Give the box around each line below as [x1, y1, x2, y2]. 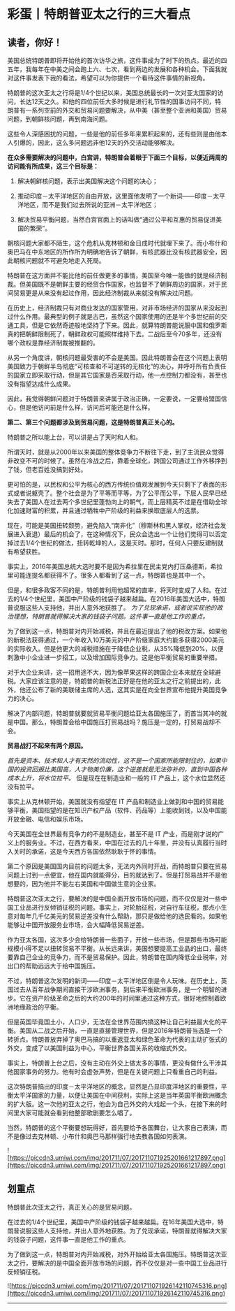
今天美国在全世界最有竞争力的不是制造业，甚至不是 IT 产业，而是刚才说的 [7, 830, 218, 838]
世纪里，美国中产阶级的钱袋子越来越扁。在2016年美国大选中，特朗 [33, 595, 225, 603]
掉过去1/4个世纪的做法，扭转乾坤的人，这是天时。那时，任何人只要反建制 [7, 539, 218, 547]
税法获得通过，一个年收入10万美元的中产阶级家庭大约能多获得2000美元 [19, 636, 225, 644]
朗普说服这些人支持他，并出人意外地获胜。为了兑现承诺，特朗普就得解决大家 [7, 1226, 227, 1235]
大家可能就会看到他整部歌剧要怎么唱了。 [19, 1109, 136, 1117]
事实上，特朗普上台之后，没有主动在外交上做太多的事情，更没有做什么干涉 [7, 1059, 221, 1067]
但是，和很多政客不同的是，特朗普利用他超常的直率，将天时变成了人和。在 [7, 586, 221, 594]
